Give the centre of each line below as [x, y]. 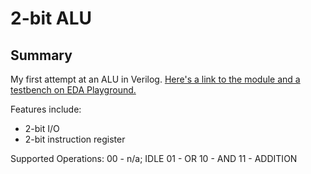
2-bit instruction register [75, 139]
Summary [41, 55]
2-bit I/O [42, 128]
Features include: [46, 109]
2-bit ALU [51, 18]
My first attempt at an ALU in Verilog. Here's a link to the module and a [155, 79]
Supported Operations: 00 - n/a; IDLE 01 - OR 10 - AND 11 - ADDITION [154, 158]
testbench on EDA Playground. [73, 90]
